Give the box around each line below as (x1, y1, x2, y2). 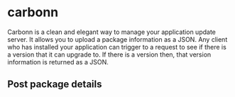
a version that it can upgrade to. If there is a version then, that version (7, 50, 212, 59)
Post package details (7, 79, 102, 91)
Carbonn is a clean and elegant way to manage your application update (7, 28, 217, 36)
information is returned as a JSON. (7, 57, 109, 66)
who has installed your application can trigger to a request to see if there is (7, 42, 227, 51)
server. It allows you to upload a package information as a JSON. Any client (7, 35, 228, 43)
